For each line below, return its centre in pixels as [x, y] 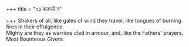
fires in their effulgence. [35, 27]
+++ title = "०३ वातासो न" [34, 9]
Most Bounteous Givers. [35, 39]
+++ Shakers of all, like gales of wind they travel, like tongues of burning [94, 21]
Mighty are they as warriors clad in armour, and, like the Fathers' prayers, [95, 33]
